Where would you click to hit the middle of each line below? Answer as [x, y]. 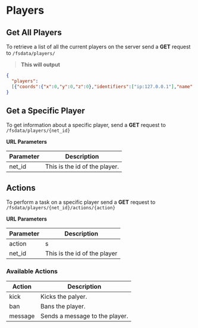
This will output [40, 64]
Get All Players [34, 33]
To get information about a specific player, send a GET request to [86, 125]
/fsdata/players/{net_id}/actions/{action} [61, 208]
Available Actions [32, 271]
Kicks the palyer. [64, 297]
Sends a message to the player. [84, 316]
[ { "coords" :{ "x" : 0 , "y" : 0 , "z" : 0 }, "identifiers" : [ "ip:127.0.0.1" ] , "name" [102, 86]
